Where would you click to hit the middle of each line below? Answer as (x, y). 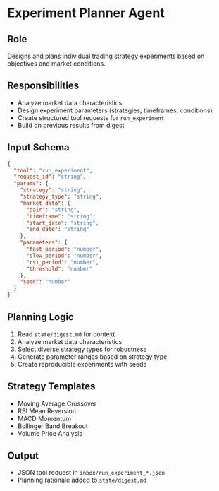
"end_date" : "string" (58, 230)
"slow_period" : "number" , (64, 256)
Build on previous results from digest (71, 125)
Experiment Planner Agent (86, 13)
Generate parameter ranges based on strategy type (92, 356)
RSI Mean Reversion (46, 410)
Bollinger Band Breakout (52, 426)
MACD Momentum (44, 418)
